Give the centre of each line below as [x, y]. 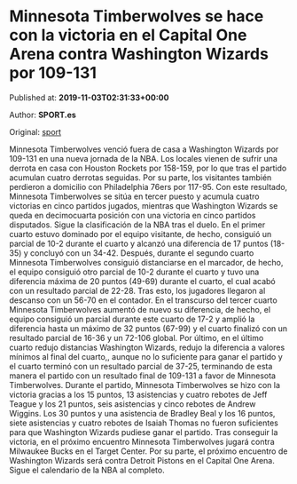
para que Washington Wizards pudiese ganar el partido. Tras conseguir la [144, 432]
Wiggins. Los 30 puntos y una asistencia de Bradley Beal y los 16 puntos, [142, 413]
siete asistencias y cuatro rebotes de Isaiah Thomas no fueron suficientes [144, 423]
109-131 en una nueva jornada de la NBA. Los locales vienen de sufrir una [143, 158]
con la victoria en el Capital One [128, 35]
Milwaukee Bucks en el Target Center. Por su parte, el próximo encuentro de [148, 451]
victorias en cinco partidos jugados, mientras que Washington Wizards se [144, 205]
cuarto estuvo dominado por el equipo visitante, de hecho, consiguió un [141, 234]
